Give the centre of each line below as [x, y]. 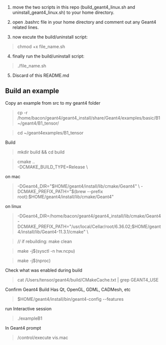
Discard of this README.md [41, 75]
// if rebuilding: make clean [45, 241]
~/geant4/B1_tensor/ [38, 123]
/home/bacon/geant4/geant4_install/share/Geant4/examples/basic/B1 [88, 118]
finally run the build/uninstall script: [48, 56]
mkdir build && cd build [41, 152]
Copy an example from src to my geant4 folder [53, 103]
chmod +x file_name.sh [41, 46]
